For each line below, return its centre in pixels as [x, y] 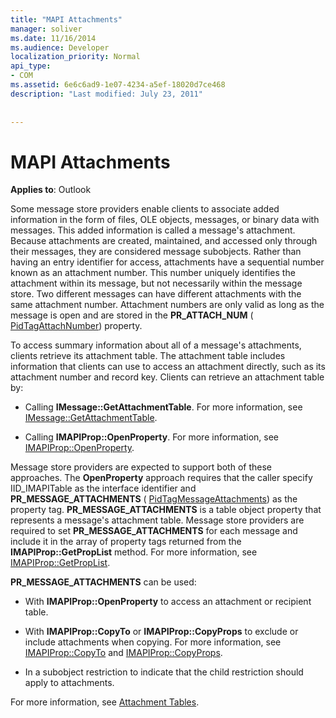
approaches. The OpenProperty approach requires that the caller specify [161, 478]
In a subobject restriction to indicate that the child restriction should [164, 672]
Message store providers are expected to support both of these [141, 467]
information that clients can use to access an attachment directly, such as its [168, 367]
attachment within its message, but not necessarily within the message [156, 283]
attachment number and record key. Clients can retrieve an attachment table [167, 377]
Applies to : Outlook [51, 190]
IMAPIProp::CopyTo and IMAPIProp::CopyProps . [123, 653]
